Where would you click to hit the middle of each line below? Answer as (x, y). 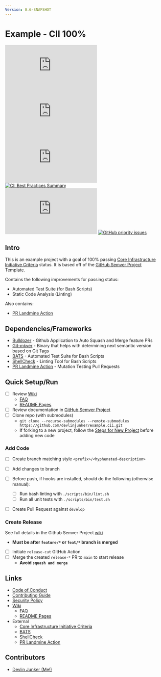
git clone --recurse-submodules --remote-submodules (74, 421)
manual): (21, 484)
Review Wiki (24, 394)
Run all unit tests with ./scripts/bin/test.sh (65, 499)
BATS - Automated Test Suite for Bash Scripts (58, 356)
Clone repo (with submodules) (43, 416)
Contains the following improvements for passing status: (62, 280)
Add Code (17, 448)
